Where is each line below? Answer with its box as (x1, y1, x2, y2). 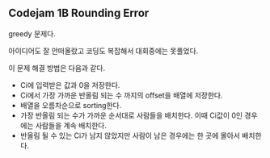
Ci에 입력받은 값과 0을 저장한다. (19, 80, 120, 89)
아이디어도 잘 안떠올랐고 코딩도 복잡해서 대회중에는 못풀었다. (8, 46, 199, 56)
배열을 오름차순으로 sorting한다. (19, 100, 122, 110)
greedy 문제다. (8, 28, 57, 39)
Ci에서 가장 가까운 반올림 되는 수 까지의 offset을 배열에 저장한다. (19, 90, 224, 100)
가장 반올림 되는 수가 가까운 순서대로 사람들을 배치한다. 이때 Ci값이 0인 (19, 110, 243, 120)
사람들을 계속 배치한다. (35, 120, 108, 130)
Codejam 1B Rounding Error (8, 6, 150, 20)
